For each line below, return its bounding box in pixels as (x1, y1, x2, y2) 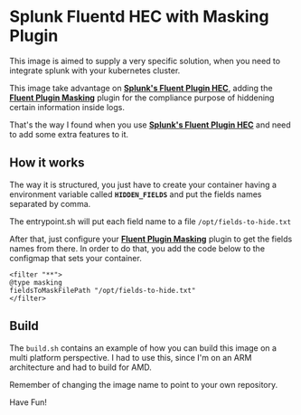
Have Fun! (9, 396, 48, 408)
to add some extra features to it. (9, 128, 129, 139)
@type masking (9, 278, 63, 287)
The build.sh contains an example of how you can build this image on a (9, 342, 277, 354)
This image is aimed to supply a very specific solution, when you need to (9, 55, 281, 66)
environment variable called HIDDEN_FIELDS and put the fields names (9, 188, 262, 200)
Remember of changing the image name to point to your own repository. (9, 379, 278, 390)
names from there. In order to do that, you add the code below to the (9, 242, 265, 254)
